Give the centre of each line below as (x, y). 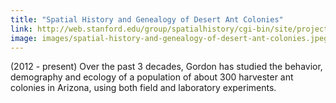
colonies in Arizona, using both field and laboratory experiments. (143, 88)
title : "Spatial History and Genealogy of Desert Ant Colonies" (147, 19)
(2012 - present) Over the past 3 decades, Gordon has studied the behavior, (166, 67)
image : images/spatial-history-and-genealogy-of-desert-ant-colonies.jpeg (169, 38)
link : (21, 29)
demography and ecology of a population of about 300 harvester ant (152, 77)
